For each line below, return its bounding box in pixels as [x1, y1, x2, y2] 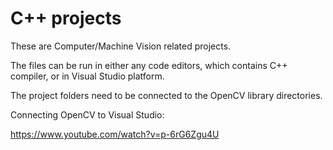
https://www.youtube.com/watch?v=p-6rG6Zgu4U [10, 128, 220, 140]
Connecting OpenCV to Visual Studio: [10, 108, 165, 121]
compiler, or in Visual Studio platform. [10, 70, 165, 82]
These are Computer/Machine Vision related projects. [10, 40, 232, 52]
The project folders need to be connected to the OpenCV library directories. [10, 89, 323, 101]
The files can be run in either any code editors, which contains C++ [10, 59, 288, 71]
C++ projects [10, 7, 122, 30]
